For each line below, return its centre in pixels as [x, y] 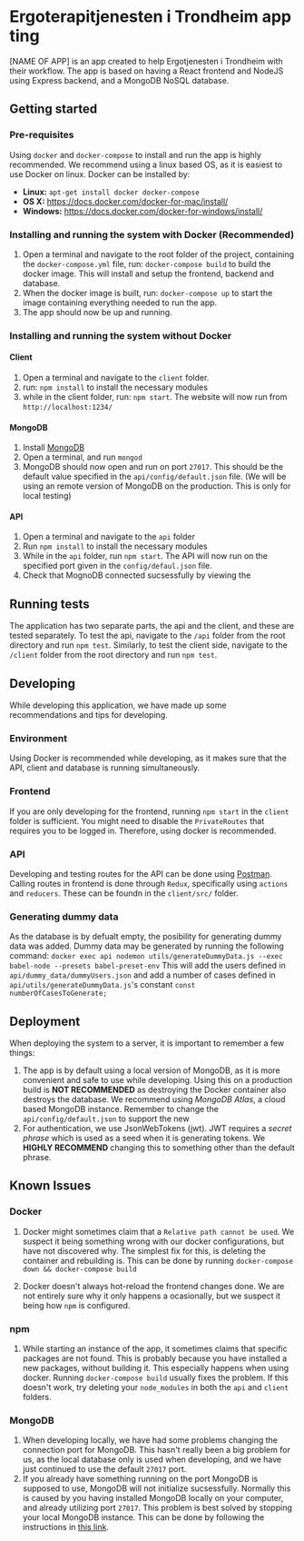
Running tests [50, 604]
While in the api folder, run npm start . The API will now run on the [145, 556]
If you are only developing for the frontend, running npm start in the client [149, 811]
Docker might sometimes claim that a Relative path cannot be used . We [158, 1231]
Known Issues [50, 1186]
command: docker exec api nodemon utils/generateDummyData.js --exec [146, 956]
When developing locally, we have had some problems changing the [150, 1440]
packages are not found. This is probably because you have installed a [155, 1358]
